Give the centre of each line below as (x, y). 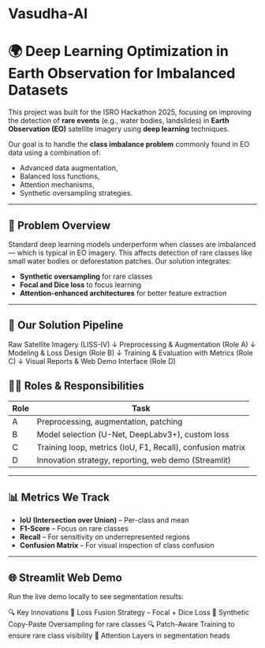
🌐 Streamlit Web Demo (65, 577)
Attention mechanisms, (57, 185)
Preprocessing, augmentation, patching (110, 421)
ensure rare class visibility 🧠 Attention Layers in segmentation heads (119, 635)
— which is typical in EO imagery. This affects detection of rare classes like (130, 253)
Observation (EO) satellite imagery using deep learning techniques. (119, 129)
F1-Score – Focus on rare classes (74, 529)
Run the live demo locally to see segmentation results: (96, 597)
